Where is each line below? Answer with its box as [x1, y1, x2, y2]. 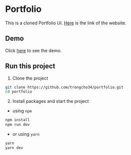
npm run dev [5, 122, 30, 127]
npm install [5, 118, 30, 123]
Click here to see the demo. [5, 47, 62, 53]
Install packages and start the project [12, 98, 89, 104]
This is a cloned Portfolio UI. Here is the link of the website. [5, 20, 127, 26]
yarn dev [5, 145, 23, 150]
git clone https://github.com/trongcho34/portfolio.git [5, 84, 124, 90]
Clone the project [12, 75, 48, 81]
